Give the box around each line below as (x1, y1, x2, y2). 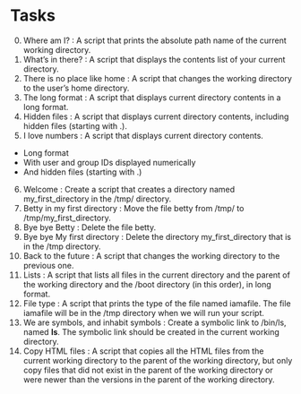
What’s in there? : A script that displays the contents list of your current (22, 54, 286, 64)
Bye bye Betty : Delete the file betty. (22, 221, 157, 233)
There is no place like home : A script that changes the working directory (22, 73, 292, 83)
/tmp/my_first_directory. (22, 212, 111, 223)
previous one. (22, 260, 74, 270)
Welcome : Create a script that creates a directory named (22, 184, 236, 194)
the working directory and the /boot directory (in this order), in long (22, 278, 271, 289)
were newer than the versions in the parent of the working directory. (22, 373, 276, 385)
